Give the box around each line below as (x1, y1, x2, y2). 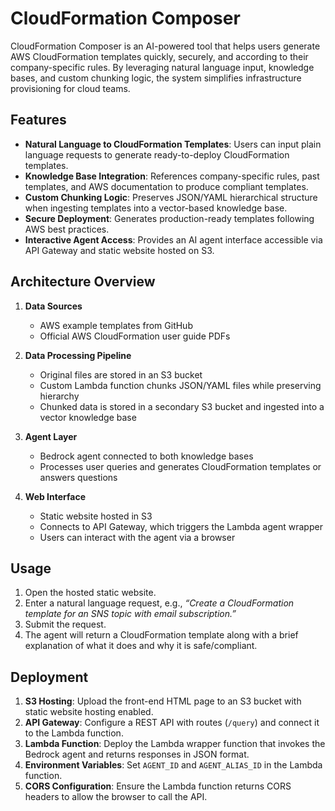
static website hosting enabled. (24, 706, 154, 718)
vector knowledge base (39, 411, 137, 423)
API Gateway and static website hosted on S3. (24, 244, 215, 256)
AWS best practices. (24, 223, 110, 235)
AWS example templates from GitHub (39, 319, 193, 331)
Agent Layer (24, 430, 78, 442)
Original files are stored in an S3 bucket (39, 368, 203, 381)
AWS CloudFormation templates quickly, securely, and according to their (10, 50, 309, 62)
